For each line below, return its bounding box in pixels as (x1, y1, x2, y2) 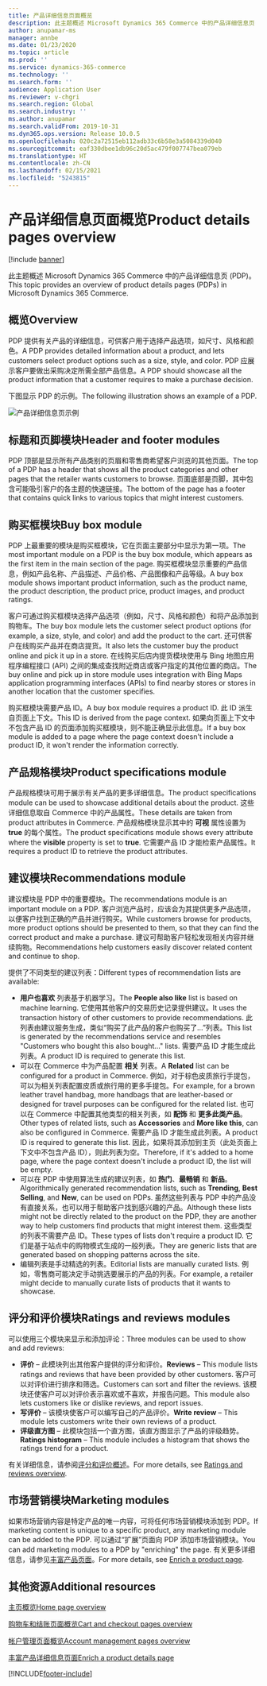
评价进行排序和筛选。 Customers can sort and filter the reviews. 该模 (33, 1379, 257, 1389)
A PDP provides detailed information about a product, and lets (22, 346, 225, 355)
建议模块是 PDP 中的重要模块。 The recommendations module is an (8, 894, 228, 903)
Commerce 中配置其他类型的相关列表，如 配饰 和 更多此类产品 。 (35, 1109, 247, 1119)
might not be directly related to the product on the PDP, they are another (19, 1211, 257, 1220)
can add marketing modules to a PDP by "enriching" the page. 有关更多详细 (8, 1545, 256, 1554)
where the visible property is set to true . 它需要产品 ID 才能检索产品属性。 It (8, 837, 256, 847)
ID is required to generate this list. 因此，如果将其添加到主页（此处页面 (19, 1137, 251, 1147)
